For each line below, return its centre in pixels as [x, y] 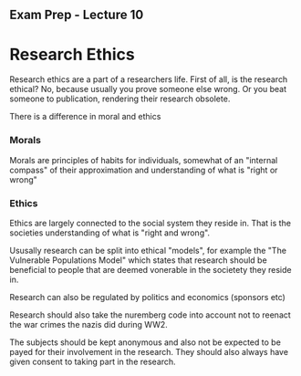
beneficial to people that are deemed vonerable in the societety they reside [150, 269]
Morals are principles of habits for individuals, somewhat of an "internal [144, 160]
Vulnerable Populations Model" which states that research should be [138, 260]
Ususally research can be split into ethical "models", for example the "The [148, 250]
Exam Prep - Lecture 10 [77, 15]
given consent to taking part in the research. [93, 361]
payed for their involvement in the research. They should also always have [149, 351]
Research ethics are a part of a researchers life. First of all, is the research [149, 79]
